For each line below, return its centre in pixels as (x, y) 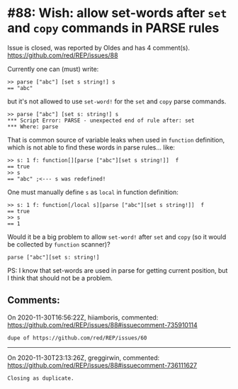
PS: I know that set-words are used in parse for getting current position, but (118, 270)
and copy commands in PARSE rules (113, 28)
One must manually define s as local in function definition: (93, 192)
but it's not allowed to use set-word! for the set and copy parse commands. (117, 101)
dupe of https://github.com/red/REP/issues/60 (77, 338)
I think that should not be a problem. (60, 278)
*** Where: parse (33, 126)
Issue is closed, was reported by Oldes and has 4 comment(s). (98, 47)
